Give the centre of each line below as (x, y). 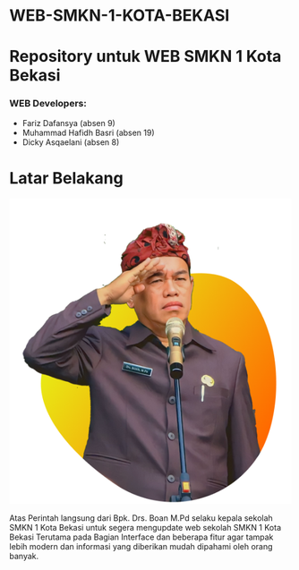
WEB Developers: (48, 104)
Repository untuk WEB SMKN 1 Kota (145, 57)
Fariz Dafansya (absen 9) (69, 123)
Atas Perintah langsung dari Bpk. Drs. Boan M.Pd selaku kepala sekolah (141, 518)
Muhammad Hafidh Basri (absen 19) (88, 132)
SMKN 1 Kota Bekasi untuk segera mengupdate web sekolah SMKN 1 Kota (145, 528)
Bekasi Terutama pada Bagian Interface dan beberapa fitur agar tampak (141, 537)
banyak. (24, 557)
